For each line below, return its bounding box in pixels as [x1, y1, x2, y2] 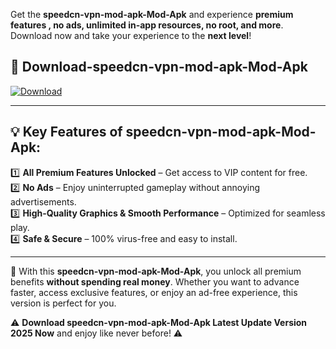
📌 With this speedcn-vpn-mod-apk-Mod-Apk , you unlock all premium [10, 265, 302, 277]
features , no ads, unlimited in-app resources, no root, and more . [10, 19, 284, 31]
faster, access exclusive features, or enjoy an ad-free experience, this [10, 286, 298, 298]
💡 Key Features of [10, 124, 123, 141]
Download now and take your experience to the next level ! [10, 30, 252, 41]
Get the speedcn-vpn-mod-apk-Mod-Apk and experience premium [10, 9, 294, 20]
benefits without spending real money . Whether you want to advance [10, 275, 300, 288]
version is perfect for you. [10, 297, 117, 309]
